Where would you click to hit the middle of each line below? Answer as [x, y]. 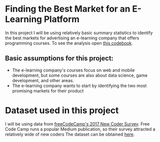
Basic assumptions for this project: [59, 59]
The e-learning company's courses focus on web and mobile [73, 70]
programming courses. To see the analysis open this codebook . [69, 43]
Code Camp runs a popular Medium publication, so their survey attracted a [80, 129]
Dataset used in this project [62, 110]
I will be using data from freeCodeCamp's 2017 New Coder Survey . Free [77, 124]
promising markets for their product [48, 90]
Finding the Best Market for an [68, 9]
